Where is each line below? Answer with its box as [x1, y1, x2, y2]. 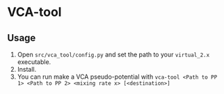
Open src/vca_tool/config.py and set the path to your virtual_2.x [17, 50, 210, 58]
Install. [17, 65, 37, 73]
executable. [17, 58, 51, 66]
